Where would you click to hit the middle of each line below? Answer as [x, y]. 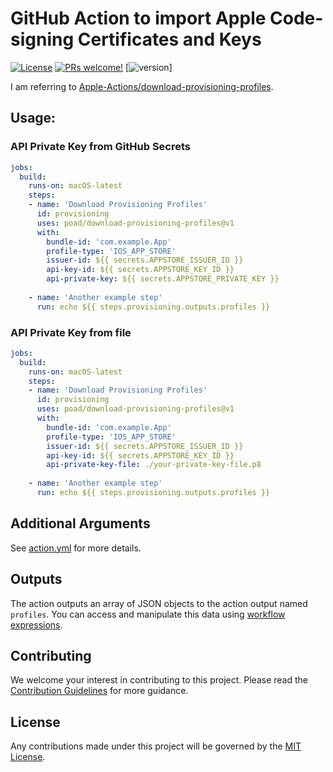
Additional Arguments [80, 523]
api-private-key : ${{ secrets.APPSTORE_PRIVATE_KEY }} [163, 279]
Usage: [33, 118]
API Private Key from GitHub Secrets [101, 147]
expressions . [36, 624]
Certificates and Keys [169, 39]
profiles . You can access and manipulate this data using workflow [148, 614]
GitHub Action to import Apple [138, 18]
